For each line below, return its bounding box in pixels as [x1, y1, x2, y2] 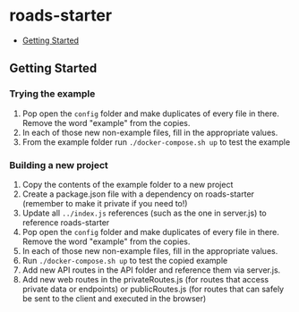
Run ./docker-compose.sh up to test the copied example [21, 255, 228, 266]
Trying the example [9, 88, 96, 100]
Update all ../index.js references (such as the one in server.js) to [21, 207, 267, 218]
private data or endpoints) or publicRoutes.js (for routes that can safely [21, 283, 285, 294]
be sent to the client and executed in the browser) [21, 292, 207, 304]
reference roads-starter [21, 216, 110, 228]
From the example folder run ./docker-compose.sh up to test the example [21, 136, 291, 148]
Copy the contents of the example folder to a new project [21, 179, 234, 190]
